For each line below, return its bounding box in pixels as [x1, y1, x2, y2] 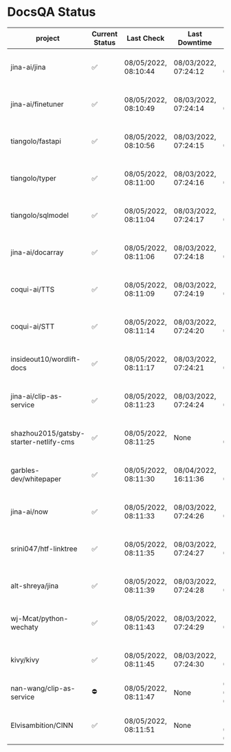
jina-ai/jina [10, 62, 46, 72]
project [35, 33, 60, 43]
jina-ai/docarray [10, 247, 64, 257]
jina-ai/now [10, 507, 49, 516]
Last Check [126, 33, 165, 43]
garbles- [10, 465, 40, 475]
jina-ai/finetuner [10, 99, 64, 109]
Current [91, 29, 118, 39]
